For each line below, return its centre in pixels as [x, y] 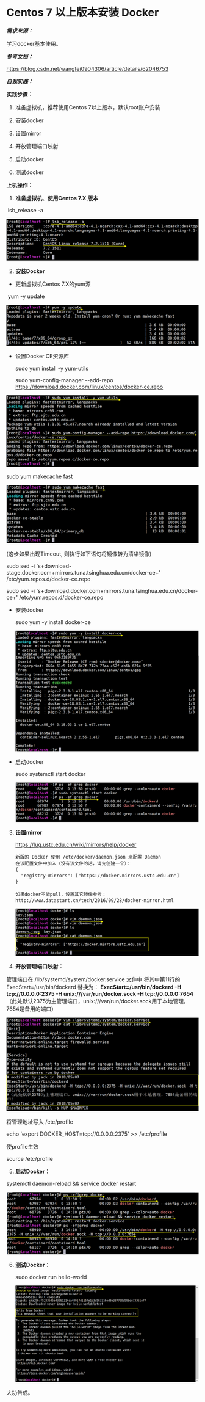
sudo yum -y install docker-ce [53, 622]
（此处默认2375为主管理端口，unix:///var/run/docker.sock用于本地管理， [98, 1001]
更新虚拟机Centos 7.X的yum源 [53, 284]
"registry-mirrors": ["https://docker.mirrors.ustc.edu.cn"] [100, 876]
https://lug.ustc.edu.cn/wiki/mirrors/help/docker [76, 844]
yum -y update [26, 296]
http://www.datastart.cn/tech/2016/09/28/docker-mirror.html [95, 900]
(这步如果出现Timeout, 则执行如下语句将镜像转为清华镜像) [79, 554]
